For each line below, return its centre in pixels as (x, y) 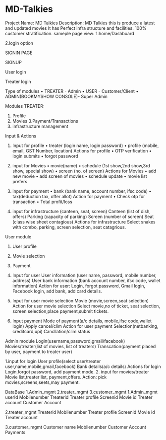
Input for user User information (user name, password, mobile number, (84, 275)
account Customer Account (33, 402)
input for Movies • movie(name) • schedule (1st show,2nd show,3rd (81, 165)
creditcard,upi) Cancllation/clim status (51, 331)
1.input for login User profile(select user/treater (53, 361)
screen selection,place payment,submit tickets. (60, 311)
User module (18, 236)
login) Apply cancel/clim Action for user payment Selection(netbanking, (85, 326)
